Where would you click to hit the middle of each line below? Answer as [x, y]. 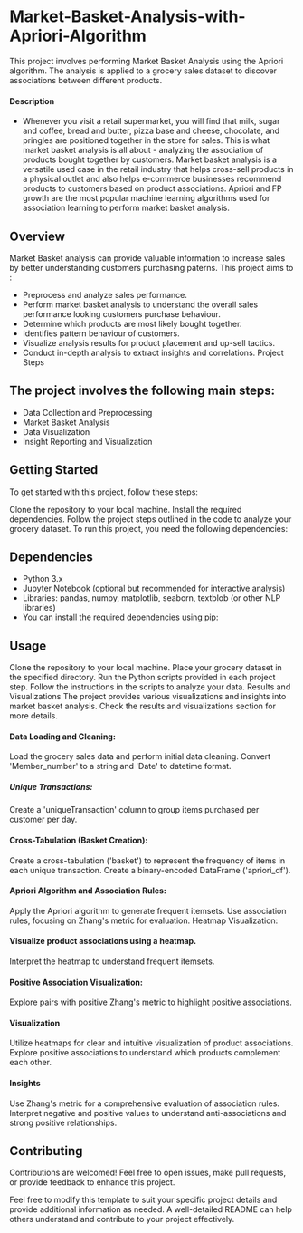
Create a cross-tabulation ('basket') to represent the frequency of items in [147, 860]
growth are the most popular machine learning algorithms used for [146, 198]
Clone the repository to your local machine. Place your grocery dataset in [146, 668]
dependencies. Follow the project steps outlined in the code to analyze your [151, 519]
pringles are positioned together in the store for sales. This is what [146, 140]
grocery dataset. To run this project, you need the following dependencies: [148, 528]
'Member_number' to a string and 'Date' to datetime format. [121, 766]
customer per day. [43, 819]
